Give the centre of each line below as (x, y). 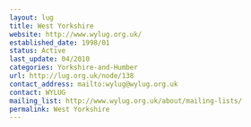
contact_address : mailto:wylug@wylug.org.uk (94, 84)
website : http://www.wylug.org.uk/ (76, 34)
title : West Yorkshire (52, 26)
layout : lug (31, 17)
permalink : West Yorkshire (60, 109)
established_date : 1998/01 (60, 42)
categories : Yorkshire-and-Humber (74, 68)
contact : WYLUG (38, 92)
